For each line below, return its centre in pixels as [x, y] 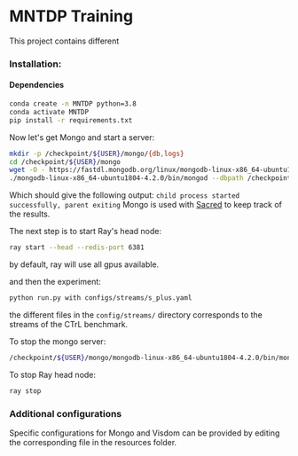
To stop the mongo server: [58, 341]
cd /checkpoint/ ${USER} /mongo [65, 161]
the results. [30, 214]
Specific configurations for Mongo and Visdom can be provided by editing [145, 433]
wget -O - [27, 170]
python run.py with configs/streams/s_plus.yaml [101, 298]
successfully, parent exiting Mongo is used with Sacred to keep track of [145, 205]
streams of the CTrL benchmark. [69, 324]
